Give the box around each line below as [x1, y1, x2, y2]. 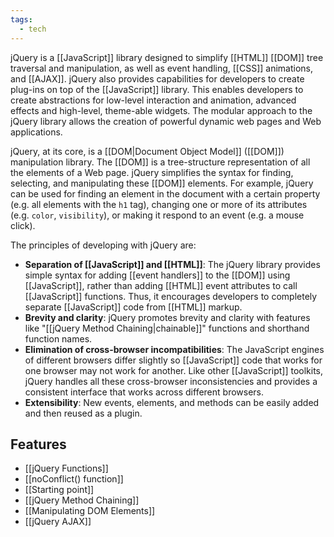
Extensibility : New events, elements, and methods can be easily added [24, 396, 320, 408]
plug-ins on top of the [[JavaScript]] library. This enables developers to [10, 83, 304, 95]
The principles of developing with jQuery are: [10, 239, 197, 251]
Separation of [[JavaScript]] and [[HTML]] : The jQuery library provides [24, 258, 321, 270]
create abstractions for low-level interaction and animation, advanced [10, 94, 297, 106]
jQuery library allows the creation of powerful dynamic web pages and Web [10, 115, 322, 127]
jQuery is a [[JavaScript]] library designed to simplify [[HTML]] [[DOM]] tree [10, 51, 324, 63]
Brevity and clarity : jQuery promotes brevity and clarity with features [24, 311, 311, 323]
